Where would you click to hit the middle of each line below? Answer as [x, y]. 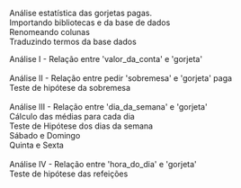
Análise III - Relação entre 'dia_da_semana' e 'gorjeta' [109, 107]
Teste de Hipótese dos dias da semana [81, 126]
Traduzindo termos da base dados [73, 41]
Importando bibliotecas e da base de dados [90, 22]
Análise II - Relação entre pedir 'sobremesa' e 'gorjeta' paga [120, 78]
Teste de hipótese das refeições [69, 174]
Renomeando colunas [49, 32]
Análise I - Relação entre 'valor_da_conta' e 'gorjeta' [106, 59]
